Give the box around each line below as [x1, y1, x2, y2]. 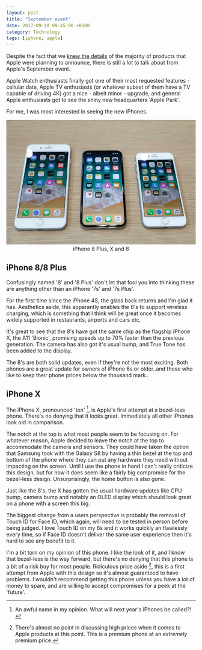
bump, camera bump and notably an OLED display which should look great [6, 494, 192, 501]
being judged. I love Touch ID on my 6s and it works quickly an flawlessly [6, 524, 188, 532]
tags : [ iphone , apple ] [6, 35, 63, 42]
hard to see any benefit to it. [6, 537, 76, 544]
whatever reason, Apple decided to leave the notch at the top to [6, 437, 164, 444]
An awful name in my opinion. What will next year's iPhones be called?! [14, 605, 191, 613]
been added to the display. [6, 347, 72, 354]
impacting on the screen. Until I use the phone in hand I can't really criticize [6, 462, 194, 470]
